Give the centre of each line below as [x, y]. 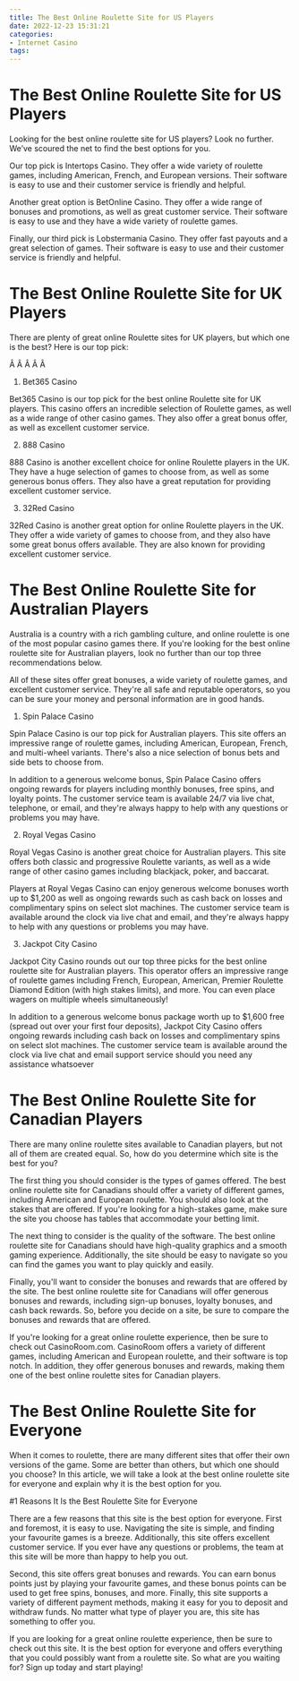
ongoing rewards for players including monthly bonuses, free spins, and [142, 789]
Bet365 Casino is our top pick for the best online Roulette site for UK [135, 399]
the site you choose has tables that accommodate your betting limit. [134, 1218]
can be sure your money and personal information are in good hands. [137, 698]
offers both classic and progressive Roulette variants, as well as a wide [140, 861]
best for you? [34, 1163]
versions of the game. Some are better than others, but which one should [144, 1464]
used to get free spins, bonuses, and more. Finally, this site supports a [139, 1592]
